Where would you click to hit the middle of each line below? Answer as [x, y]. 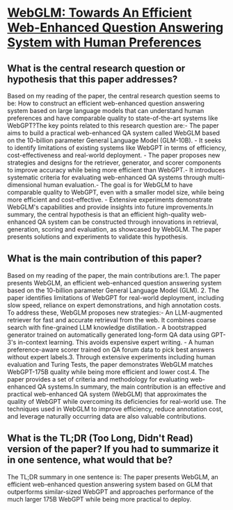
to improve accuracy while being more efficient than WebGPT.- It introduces [116, 170]
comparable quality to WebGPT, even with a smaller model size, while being [116, 192]
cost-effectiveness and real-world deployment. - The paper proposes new [114, 155]
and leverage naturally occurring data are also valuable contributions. [107, 416]
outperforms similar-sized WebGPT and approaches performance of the [111, 492]
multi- [216, 177]
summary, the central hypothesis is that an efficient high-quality [99, 215]
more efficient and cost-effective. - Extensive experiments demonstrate [110, 200]
